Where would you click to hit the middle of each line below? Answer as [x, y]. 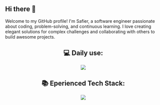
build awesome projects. [30, 37]
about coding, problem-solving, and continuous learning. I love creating [78, 26]
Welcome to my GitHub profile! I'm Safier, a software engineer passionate [80, 21]
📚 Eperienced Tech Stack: [83, 83]
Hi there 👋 [21, 9]
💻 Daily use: [83, 53]
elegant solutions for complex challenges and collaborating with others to [80, 31]
